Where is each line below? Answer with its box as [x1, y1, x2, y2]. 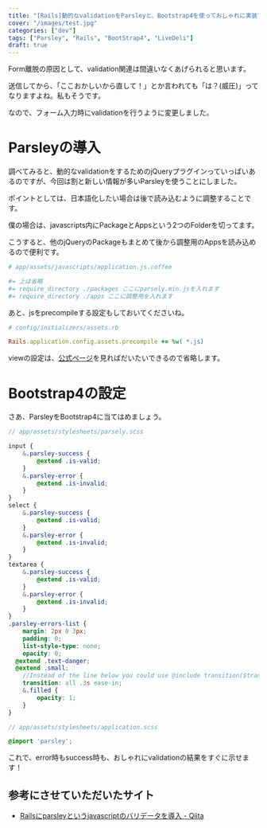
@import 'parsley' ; [8, 737, 73, 745]
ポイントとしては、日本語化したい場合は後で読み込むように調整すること [8, 193, 245, 203]
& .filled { [22, 686, 59, 694]
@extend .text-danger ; [15, 657, 91, 665]
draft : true [8, 41, 48, 49]
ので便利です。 [14, 248, 64, 257]
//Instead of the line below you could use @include [22, 672, 201, 680]
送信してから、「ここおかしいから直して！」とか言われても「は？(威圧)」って [8, 81, 259, 91]
